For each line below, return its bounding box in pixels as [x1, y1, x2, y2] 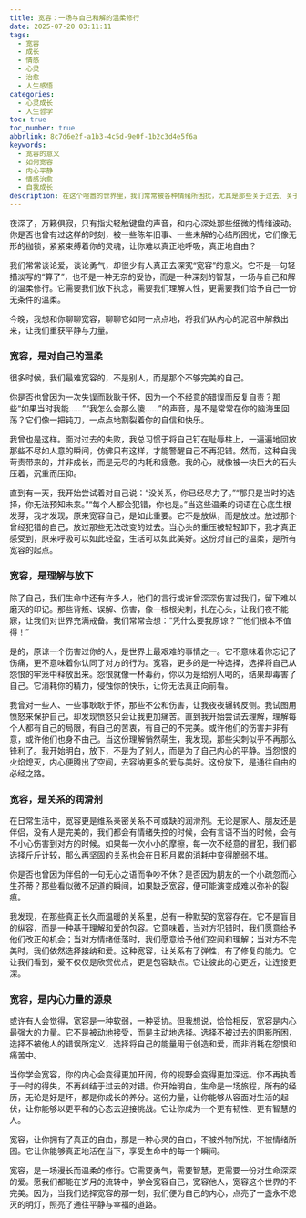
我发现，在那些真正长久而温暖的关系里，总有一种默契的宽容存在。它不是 [9, 911, 280, 921]
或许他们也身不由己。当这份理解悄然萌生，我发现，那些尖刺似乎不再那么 [25, 734, 297, 744]
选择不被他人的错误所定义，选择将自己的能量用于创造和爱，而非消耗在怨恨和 [9, 1038, 297, 1049]
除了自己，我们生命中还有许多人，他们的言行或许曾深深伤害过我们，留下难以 [9, 592, 297, 603]
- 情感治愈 [17, 174, 54, 183]
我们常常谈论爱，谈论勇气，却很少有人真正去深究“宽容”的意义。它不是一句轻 [9, 260, 296, 270]
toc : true [9, 115, 47, 124]
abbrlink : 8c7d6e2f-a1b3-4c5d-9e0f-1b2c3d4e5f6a [9, 132, 198, 141]
